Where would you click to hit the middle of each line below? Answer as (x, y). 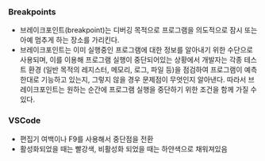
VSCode (25, 121)
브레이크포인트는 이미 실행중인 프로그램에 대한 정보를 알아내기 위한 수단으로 (136, 50)
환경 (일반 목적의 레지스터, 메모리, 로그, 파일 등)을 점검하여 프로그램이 (135, 70)
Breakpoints (32, 12)
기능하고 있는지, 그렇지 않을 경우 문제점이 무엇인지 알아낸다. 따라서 (144, 80)
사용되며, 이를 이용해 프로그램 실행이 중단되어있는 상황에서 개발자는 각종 (131, 60)
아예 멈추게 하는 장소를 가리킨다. (69, 40)
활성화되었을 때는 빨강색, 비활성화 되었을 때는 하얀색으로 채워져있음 (123, 148)
